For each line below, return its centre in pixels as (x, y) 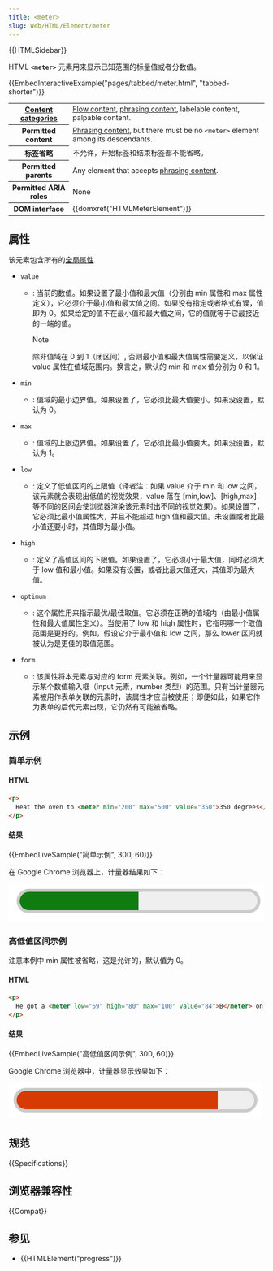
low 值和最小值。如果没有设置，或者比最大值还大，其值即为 (141, 570)
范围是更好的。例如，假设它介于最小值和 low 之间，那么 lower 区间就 (147, 633)
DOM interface (39, 209)
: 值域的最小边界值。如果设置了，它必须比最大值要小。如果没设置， (145, 400)
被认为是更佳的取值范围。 (75, 644)
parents (39, 175)
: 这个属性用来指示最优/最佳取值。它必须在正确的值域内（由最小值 (143, 613)
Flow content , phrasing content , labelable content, (156, 109)
